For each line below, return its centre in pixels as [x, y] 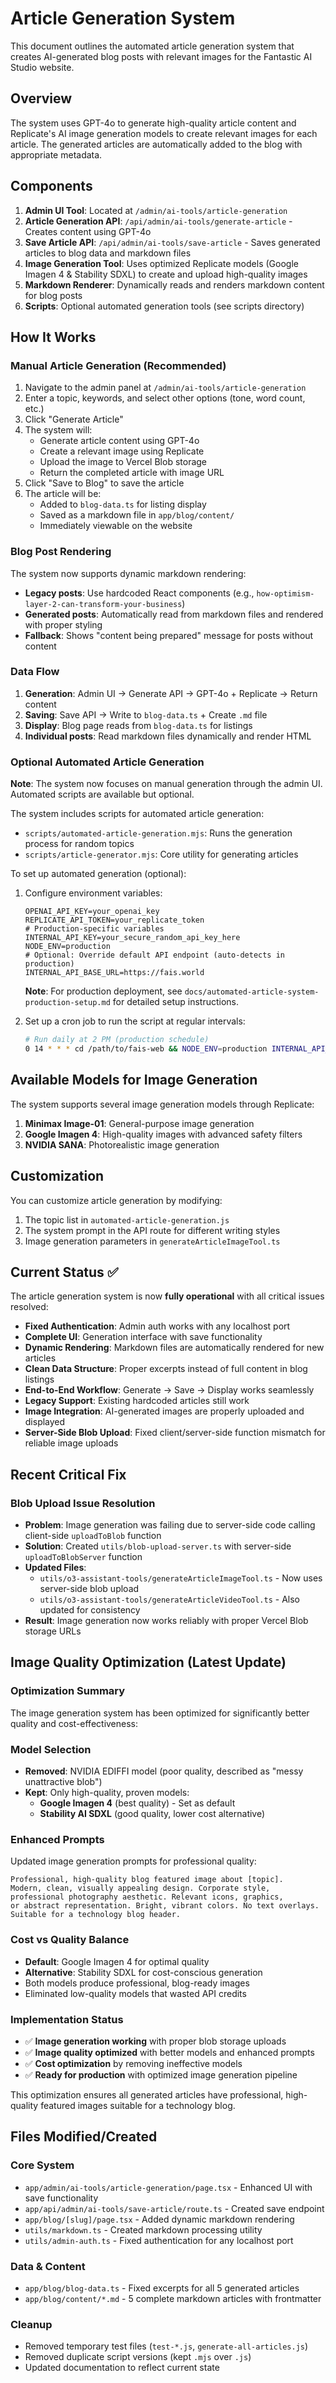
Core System [42, 2165]
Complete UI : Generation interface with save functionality [143, 1337]
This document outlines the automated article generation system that [152, 46]
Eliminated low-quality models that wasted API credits [135, 1993]
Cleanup [31, 2324]
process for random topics [79, 844]
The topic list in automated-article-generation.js [127, 1219]
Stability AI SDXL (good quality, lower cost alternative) [152, 1813]
